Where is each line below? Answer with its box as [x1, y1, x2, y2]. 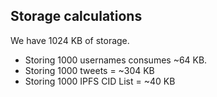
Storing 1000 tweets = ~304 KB [24, 64, 155, 76]
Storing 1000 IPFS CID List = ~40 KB [24, 75, 176, 87]
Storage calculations [10, 8, 143, 25]
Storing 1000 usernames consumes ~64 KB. [24, 54, 208, 66]
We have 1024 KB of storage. [10, 34, 130, 46]
